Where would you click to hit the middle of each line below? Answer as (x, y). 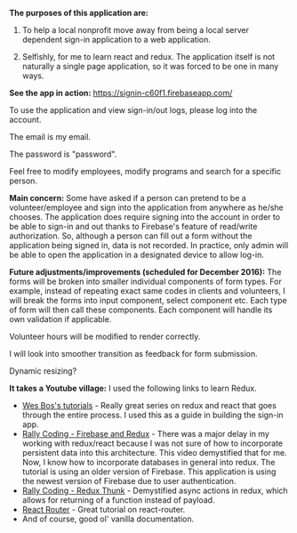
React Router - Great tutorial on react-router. (104, 509)
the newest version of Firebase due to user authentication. (129, 481)
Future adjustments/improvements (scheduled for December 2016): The (145, 272)
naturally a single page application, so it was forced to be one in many (150, 66)
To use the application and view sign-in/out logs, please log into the (133, 110)
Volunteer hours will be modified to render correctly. (105, 336)
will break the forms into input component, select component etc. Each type (148, 300)
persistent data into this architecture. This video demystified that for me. (154, 452)
